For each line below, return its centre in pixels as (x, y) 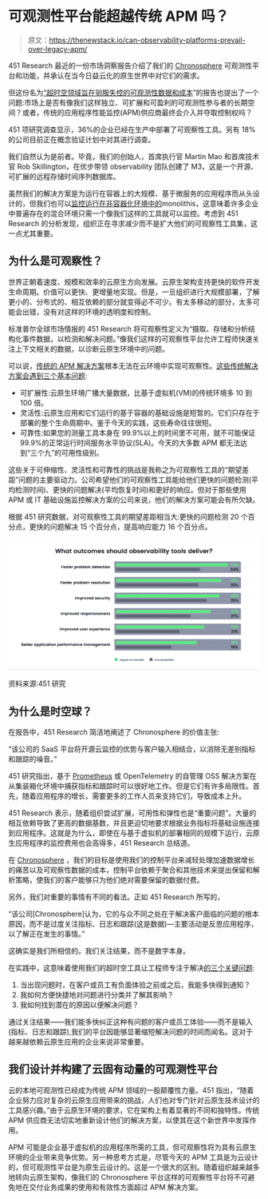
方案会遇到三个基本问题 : (48, 376)
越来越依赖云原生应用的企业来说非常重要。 (78, 1042)
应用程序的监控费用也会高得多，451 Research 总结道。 (104, 842)
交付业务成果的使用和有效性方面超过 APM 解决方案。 (116, 1187)
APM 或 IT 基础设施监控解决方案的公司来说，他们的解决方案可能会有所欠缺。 (134, 500)
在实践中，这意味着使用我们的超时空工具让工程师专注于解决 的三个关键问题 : (132, 967)
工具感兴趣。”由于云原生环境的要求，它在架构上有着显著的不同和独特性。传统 (134, 1110)
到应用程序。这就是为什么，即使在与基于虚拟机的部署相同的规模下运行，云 (130, 833)
